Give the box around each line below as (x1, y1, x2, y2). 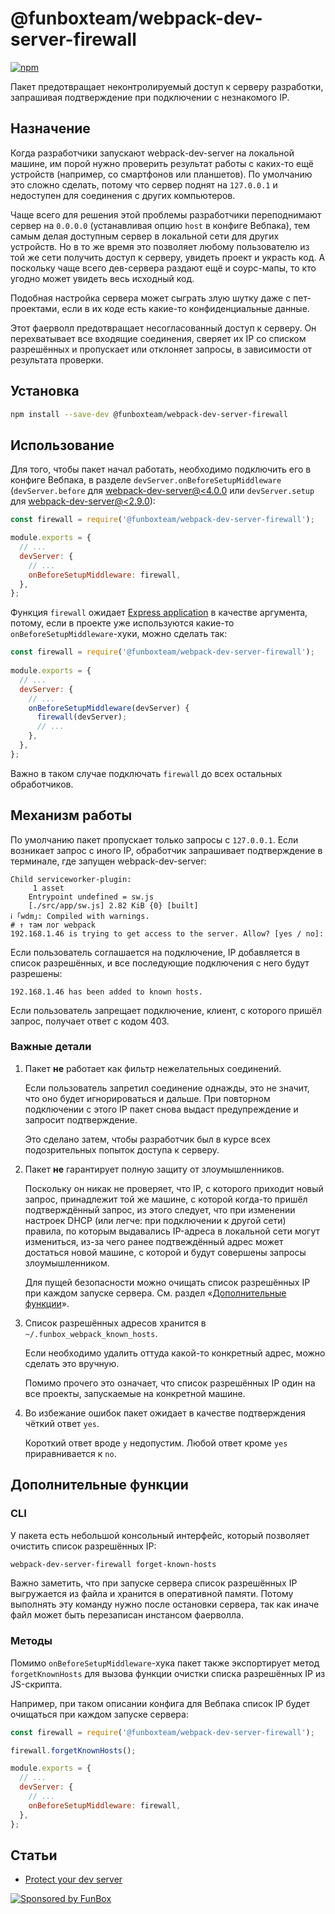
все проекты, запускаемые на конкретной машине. (24, 1387, 246, 1399)
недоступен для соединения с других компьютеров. (10, 189, 236, 201)
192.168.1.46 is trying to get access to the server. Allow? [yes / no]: (10, 928, 325, 939)
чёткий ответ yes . (24, 1417, 100, 1429)
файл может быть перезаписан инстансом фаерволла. (10, 1609, 244, 1621)
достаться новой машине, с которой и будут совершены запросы (24, 1246, 307, 1258)
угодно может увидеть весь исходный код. (10, 272, 195, 284)
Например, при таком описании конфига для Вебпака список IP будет (10, 1697, 311, 1709)
